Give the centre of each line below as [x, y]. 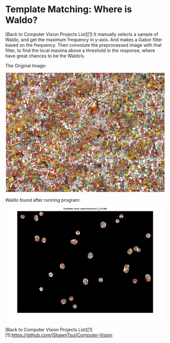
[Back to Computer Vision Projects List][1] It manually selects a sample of [82, 34]
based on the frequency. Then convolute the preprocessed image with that [83, 45]
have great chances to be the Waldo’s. [45, 56]
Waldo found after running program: [43, 200]
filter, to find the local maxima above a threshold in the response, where [80, 50]
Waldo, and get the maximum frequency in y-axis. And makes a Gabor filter [84, 40]
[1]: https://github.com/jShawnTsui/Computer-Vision [59, 335]
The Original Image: [26, 66]
